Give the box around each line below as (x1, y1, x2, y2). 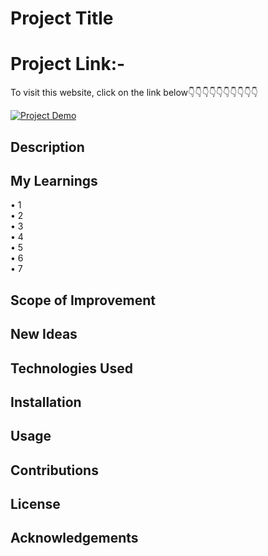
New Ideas (10, 326, 78, 343)
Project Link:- (10, 53, 126, 76)
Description (10, 138, 85, 156)
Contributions (10, 462, 99, 479)
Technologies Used (10, 360, 133, 377)
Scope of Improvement (10, 292, 156, 309)
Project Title (10, 7, 114, 30)
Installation (10, 393, 82, 411)
